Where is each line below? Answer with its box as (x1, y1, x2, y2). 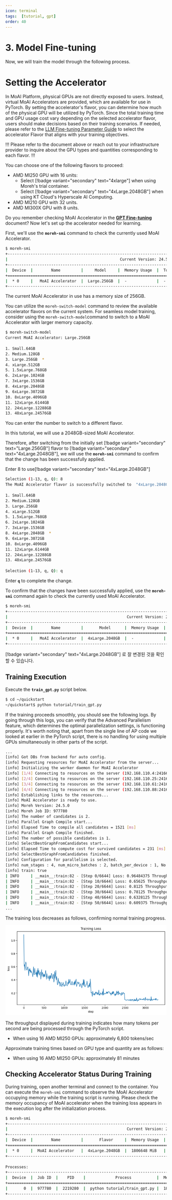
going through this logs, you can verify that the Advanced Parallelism (5, 717, 151, 723)
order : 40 (5, 19, 27, 24)
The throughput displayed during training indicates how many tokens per (5, 1020, 159, 1026)
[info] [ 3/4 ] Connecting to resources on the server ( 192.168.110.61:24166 (5, 781, 170, 787)
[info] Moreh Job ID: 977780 (5, 809, 68, 814)
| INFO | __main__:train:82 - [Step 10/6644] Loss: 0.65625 (5, 879, 145, 884)
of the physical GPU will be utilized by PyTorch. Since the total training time (5, 110, 164, 116)
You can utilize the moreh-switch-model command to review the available (5, 303, 158, 309)
